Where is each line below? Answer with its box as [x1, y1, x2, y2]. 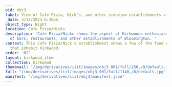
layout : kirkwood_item [5, 55, 54, 60]
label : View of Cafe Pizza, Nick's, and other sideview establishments [5, 12, 161, 17]
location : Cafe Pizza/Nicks [5, 27, 66, 32]
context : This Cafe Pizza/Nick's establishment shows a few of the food [5, 41, 164, 46]
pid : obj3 [5, 7, 27, 13]
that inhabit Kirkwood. [10, 46, 60, 51]
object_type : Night [5, 21, 47, 27]
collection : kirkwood [5, 60, 52, 65]
